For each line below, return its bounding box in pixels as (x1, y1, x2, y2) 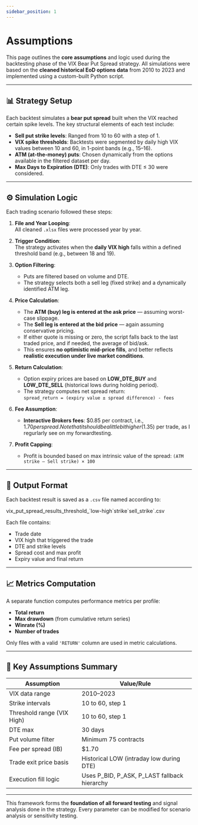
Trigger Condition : (14, 238, 61, 245)
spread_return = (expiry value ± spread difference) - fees (23, 395, 174, 401)
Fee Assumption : (14, 405, 58, 412)
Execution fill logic (9, 775, 60, 783)
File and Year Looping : (14, 220, 71, 227)
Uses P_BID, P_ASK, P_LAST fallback (81, 771, 184, 779)
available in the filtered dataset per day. (14, 157, 111, 164)
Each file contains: (6, 519, 51, 526)
